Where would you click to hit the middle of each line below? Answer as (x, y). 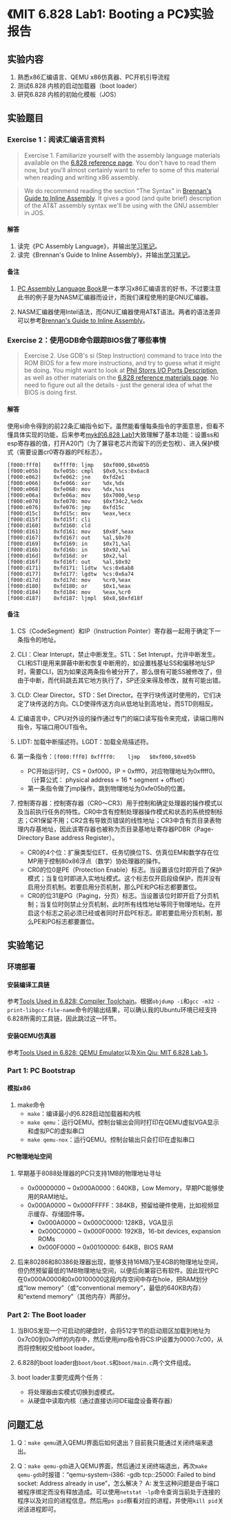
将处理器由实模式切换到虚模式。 (73, 1392)
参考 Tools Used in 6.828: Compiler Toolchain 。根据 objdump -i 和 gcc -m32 (111, 1001)
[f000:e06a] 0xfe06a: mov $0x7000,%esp (73, 495)
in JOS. (34, 212)
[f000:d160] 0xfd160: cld (49, 525)
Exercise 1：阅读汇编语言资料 (56, 140)
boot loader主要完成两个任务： (61, 1377)
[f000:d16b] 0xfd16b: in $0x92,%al (69, 550)
